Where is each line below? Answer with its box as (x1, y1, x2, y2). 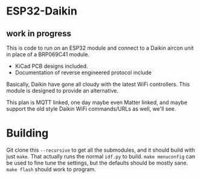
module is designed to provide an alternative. (6, 87, 119, 94)
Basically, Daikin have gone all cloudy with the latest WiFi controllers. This (6, 80, 190, 88)
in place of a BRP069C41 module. (6, 51, 89, 58)
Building (6, 126, 49, 140)
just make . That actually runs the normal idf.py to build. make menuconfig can (6, 152, 196, 160)
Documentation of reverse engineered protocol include (14, 69, 152, 76)
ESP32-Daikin (6, 4, 77, 18)
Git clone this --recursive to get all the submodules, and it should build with (6, 146, 195, 154)
